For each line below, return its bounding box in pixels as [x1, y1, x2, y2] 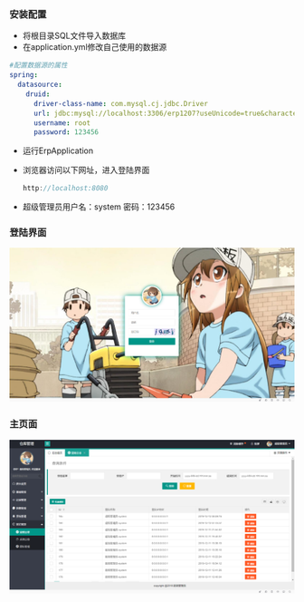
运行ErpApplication [22, 145, 94, 156]
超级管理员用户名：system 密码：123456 [22, 201, 176, 212]
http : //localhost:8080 [22, 184, 109, 193]
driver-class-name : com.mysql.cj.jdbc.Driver [33, 99, 208, 108]
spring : [9, 71, 39, 80]
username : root [33, 118, 91, 128]
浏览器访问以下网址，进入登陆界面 [22, 165, 150, 176]
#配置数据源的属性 [9, 61, 68, 70]
